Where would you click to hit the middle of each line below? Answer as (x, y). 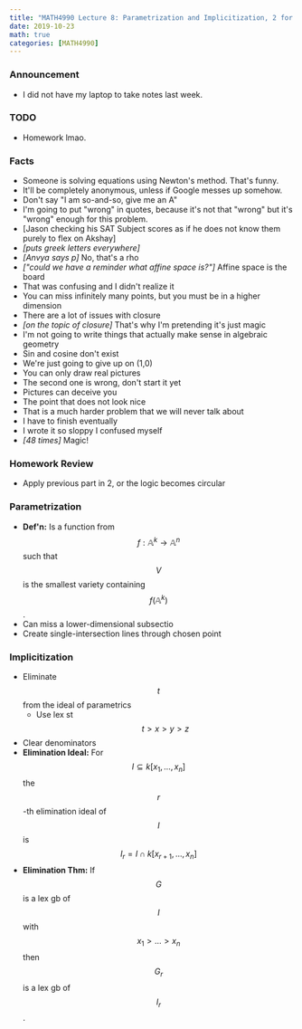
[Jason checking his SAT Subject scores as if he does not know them (151, 229)
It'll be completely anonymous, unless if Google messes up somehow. (152, 190)
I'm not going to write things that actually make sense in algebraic (145, 335)
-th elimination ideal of (64, 812)
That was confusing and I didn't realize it (98, 287)
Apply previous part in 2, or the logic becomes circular (124, 483)
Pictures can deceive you (70, 392)
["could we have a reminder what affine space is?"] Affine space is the (155, 267)
